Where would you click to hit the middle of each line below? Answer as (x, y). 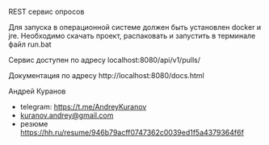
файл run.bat (30, 44)
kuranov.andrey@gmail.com (67, 115)
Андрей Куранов (37, 91)
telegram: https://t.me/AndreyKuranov (83, 107)
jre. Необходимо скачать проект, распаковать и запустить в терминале (132, 36)
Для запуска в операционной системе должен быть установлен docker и (135, 27)
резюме (34, 124)
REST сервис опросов (46, 12)
